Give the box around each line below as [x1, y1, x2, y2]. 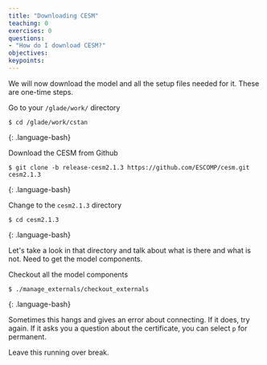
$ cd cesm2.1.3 [8, 215, 60, 224]
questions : [8, 34, 45, 43]
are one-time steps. [8, 87, 74, 96]
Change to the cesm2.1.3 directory [8, 200, 122, 210]
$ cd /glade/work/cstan [8, 118, 88, 126]
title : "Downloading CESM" [8, 11, 99, 20]
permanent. [8, 331, 47, 342]
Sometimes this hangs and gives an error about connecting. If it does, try [8, 314, 251, 324]
